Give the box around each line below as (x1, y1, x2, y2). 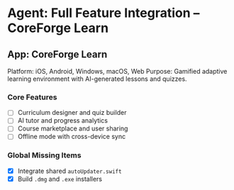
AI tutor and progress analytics (17, 116, 108, 125)
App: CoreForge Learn (7, 48, 108, 60)
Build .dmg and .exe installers (17, 174, 103, 183)
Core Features (7, 92, 57, 102)
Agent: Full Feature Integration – (7, 5, 200, 21)
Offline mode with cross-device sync (17, 133, 126, 141)
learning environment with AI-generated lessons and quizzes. (7, 74, 187, 83)
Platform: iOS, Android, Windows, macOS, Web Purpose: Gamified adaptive (7, 67, 228, 75)
